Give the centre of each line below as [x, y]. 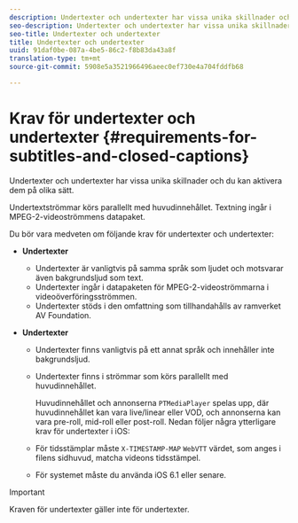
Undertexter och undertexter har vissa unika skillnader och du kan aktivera [145, 180]
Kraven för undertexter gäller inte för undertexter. [99, 509]
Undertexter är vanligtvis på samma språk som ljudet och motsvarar [159, 268]
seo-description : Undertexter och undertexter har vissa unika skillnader [150, 26]
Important [27, 492]
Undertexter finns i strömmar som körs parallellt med [132, 376]
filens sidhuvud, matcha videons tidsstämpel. [118, 457]
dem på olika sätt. [42, 190]
